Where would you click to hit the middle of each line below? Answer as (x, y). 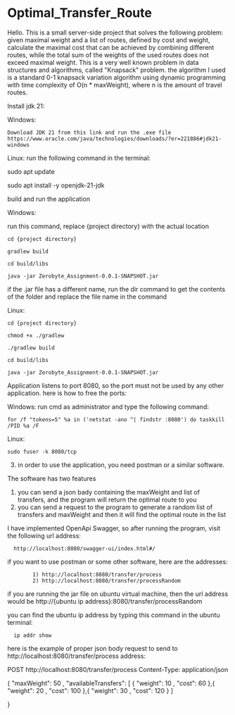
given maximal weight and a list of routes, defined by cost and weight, (109, 39)
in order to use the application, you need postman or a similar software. (121, 465)
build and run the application (49, 199)
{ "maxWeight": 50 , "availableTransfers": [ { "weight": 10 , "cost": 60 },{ (111, 683)
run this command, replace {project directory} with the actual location (108, 226)
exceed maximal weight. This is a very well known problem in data (103, 62)
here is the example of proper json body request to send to (93, 648)
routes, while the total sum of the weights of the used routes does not (108, 55)
